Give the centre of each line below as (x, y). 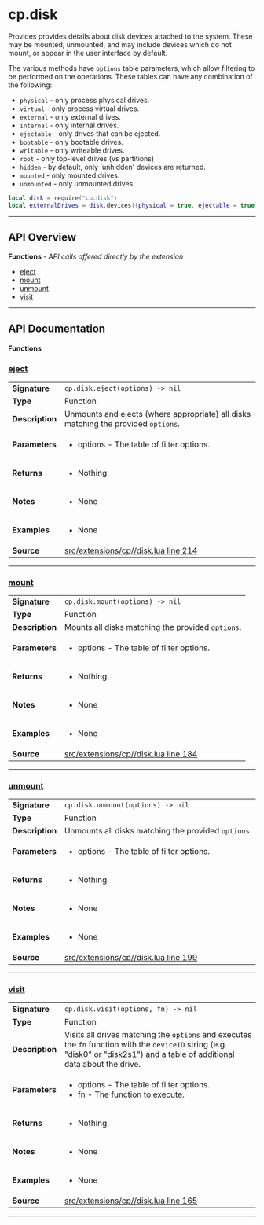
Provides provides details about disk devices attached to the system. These (130, 36)
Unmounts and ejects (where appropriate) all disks (158, 414)
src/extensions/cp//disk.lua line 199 (131, 958)
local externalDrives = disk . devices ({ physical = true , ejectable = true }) (135, 205)
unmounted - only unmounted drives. (77, 183)
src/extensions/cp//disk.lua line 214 (131, 550)
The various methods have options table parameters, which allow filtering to (132, 68)
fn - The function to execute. (131, 1094)
